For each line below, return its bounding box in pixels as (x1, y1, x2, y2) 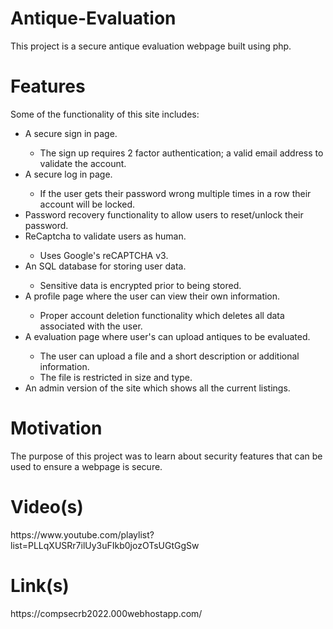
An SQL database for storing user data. (24, 260, 187, 272)
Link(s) (10, 574, 70, 597)
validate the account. (39, 157, 127, 169)
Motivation (10, 417, 103, 440)
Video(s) (10, 496, 84, 518)
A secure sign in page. (24, 127, 118, 139)
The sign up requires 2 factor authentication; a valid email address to (39, 147, 324, 159)
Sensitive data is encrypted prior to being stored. (39, 279, 242, 291)
